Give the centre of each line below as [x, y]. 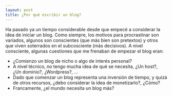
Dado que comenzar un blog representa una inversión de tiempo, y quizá [90, 77]
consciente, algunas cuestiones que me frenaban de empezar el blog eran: [84, 51]
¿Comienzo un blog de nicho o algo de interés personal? [72, 61]
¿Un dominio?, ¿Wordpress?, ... [45, 71]
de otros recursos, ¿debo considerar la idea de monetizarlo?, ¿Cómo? [86, 83]
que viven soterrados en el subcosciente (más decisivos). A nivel [74, 45]
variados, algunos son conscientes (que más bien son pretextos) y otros [82, 40]
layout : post [19, 10]
